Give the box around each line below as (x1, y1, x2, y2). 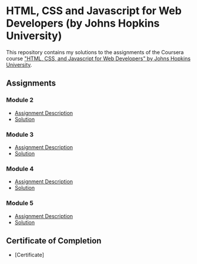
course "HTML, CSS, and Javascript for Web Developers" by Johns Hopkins (6, 55, 191, 62)
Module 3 (6, 130, 34, 138)
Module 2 (6, 96, 34, 104)
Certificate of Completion (6, 236, 102, 246)
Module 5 (6, 199, 34, 207)
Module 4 (6, 164, 34, 173)
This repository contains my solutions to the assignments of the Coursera (6, 48, 184, 55)
